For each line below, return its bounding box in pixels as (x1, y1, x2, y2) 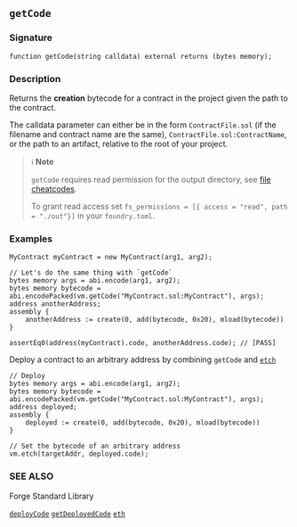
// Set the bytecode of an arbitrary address (9, 441, 181, 451)
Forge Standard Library (9, 490, 94, 501)
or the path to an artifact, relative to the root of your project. (9, 138, 229, 149)
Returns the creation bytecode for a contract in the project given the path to (9, 93, 289, 103)
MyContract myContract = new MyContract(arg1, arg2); (9, 253, 213, 262)
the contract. (9, 102, 56, 112)
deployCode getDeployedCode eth (9, 509, 126, 518)
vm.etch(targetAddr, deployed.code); (9, 449, 149, 458)
